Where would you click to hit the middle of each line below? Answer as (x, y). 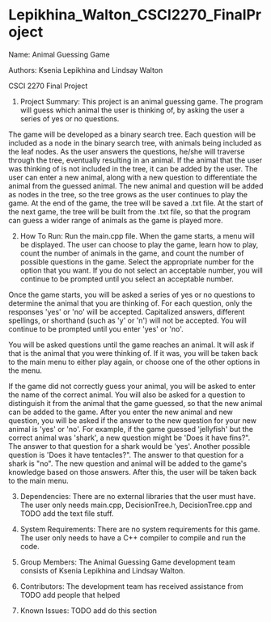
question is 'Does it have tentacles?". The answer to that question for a (126, 455)
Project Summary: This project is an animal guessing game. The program (142, 101)
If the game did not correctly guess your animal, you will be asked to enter (132, 386)
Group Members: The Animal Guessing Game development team (128, 562)
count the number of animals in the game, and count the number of (132, 253)
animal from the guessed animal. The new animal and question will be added (136, 186)
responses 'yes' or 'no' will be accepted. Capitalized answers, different (127, 311)
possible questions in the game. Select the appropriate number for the (137, 261)
